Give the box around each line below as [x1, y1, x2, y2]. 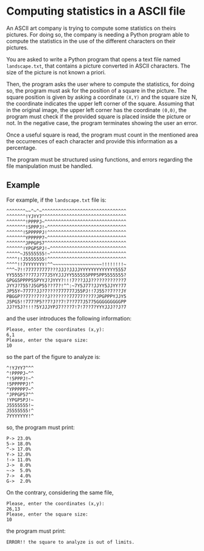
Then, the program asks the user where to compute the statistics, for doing [6, 80, 195, 88]
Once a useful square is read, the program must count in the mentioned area [6, 131, 199, 138]
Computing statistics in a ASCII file [6, 4, 186, 18]
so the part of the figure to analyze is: [6, 353, 100, 360]
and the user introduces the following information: [6, 315, 132, 322]
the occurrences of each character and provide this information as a [6, 137, 178, 144]
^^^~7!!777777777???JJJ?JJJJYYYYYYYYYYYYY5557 [6, 266, 127, 272]
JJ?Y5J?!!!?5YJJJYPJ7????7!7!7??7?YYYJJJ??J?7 [6, 304, 127, 310]
